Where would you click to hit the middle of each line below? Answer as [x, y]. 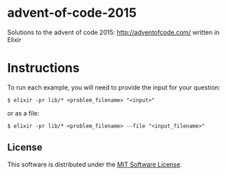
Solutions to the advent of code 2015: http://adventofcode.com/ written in [113, 32]
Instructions [43, 68]
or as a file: [23, 113]
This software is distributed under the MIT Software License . [95, 164]
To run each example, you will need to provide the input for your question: [114, 87]
